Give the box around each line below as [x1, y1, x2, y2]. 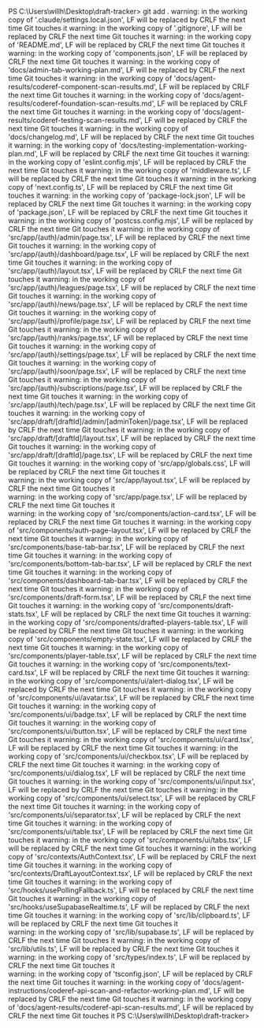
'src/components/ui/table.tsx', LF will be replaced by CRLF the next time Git [8, 827, 254, 836]
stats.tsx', [8, 610, 39, 618]
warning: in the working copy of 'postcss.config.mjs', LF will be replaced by [8, 216, 254, 225]
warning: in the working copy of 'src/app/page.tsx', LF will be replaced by [8, 492, 247, 501]
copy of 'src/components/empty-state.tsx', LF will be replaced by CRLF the [8, 634, 252, 644]
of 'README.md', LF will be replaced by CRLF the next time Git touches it [8, 40, 246, 50]
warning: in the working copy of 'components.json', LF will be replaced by [8, 49, 248, 58]
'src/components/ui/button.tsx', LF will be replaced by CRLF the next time [8, 726, 247, 736]
